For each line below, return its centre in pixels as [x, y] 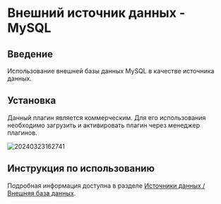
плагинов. [22, 133]
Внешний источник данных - [96, 13]
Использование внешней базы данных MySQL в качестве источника [111, 71]
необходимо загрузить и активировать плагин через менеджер [104, 125]
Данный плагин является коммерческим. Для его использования [107, 117]
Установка [32, 101]
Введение [30, 54]
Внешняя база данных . [42, 193]
